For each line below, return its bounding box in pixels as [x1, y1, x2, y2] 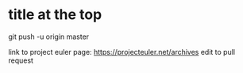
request [8, 56, 34, 65]
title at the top [8, 6, 102, 24]
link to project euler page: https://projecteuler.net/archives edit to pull [8, 47, 236, 56]
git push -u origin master [8, 32, 90, 41]
